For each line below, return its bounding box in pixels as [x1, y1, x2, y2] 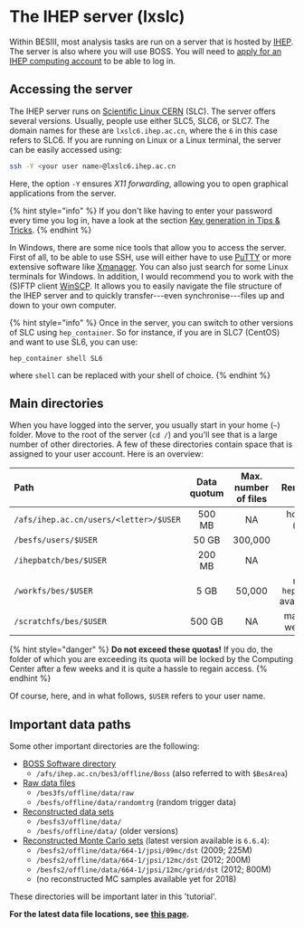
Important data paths [9, 716, 131, 732]
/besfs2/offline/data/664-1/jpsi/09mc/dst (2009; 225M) [35, 845, 253, 856]
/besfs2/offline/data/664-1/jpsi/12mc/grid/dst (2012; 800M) [35, 864, 271, 875]
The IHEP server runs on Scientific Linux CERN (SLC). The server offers [9, 106, 276, 117]
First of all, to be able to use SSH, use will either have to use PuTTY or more [9, 251, 292, 262]
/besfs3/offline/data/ [35, 818, 122, 827]
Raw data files [22, 778, 76, 789]
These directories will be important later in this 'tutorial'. [9, 891, 217, 902]
